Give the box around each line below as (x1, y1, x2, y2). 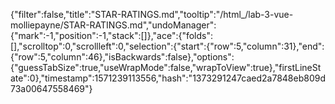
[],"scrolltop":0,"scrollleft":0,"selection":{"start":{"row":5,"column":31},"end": (10, 40, 325, 52)
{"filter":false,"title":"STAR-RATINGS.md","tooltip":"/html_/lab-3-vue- (10, 9, 294, 20)
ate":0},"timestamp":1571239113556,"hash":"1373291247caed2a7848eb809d (10, 72, 327, 84)
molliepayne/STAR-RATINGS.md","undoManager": (10, 19, 217, 31)
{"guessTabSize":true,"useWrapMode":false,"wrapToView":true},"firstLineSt (10, 62, 322, 73)
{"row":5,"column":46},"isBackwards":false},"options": (10, 51, 235, 63)
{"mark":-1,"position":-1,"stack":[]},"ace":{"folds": (10, 30, 214, 41)
